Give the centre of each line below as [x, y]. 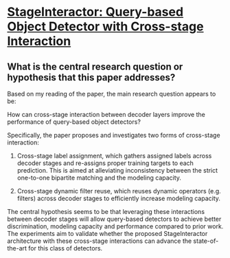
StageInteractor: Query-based [95, 12]
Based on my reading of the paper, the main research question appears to [112, 94]
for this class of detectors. [66, 248]
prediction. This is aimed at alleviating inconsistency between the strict [117, 170]
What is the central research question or [95, 66]
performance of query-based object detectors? [74, 122]
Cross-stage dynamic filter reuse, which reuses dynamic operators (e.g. [119, 191]
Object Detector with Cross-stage [105, 26]
